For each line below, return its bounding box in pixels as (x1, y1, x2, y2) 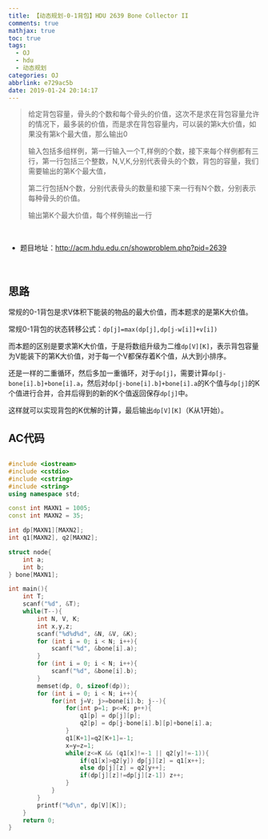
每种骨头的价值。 (27, 193, 85, 203)
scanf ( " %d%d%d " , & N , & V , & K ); (37, 630, 138, 638)
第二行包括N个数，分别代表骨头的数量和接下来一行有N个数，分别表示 (27, 184, 256, 193)
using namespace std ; (8, 490, 81, 498)
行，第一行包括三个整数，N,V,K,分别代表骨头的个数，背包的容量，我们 (27, 156, 259, 166)
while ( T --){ (22, 607, 62, 615)
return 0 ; (22, 816, 56, 825)
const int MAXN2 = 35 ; (8, 512, 84, 520)
